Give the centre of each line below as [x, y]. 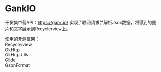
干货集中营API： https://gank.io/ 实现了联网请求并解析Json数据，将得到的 [79, 22]
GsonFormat [18, 65]
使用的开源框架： [22, 39]
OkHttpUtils [17, 54]
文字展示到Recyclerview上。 [42, 28]
